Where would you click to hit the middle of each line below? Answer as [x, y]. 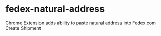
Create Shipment [23, 28]
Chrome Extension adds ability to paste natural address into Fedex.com [81, 23]
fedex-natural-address [55, 9]
